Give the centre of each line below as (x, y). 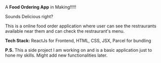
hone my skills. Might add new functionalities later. (56, 55)
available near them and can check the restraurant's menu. (65, 31)
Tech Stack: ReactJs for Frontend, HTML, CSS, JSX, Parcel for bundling (78, 41)
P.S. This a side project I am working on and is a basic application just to (79, 50)
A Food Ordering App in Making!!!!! (41, 7)
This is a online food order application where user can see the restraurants (81, 26)
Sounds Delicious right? (29, 16)
